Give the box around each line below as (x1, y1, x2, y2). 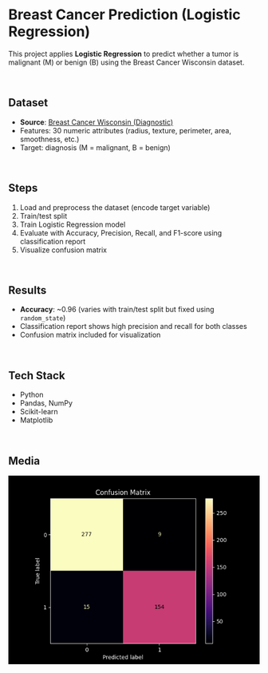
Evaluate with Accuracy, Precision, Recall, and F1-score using (19, 228, 223, 237)
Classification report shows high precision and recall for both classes (19, 322, 247, 331)
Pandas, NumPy (19, 398, 73, 408)
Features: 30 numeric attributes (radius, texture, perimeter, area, (19, 125, 231, 135)
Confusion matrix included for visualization (19, 330, 161, 340)
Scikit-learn (19, 407, 58, 417)
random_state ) (19, 313, 66, 323)
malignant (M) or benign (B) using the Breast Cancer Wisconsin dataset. (8, 57, 245, 67)
